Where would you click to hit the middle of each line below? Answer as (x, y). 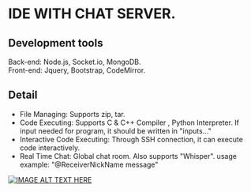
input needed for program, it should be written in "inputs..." (115, 130)
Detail (23, 95)
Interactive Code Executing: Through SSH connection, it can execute (131, 139)
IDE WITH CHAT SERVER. (92, 14)
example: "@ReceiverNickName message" (89, 164)
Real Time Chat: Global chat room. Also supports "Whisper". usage (128, 156)
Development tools (56, 43)
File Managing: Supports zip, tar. (73, 114)
